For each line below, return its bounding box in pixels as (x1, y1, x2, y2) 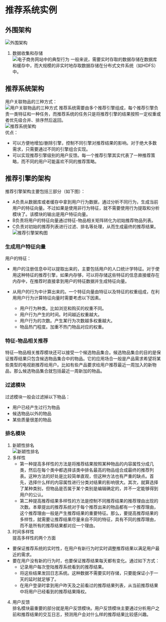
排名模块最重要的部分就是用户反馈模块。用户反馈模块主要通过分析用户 (12, 605, 156, 611)
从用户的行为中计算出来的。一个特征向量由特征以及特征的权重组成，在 (12, 288, 156, 294)
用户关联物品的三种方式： (5, 98, 57, 104)
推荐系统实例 (5, 4, 58, 16)
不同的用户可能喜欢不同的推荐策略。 (25, 158, 99, 164)
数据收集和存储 (12, 50, 43, 56)
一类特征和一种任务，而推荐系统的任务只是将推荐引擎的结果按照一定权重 (9, 111, 157, 117)
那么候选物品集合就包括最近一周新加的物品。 (13, 368, 105, 374)
